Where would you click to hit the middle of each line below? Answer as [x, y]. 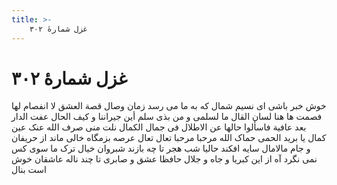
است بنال [29, 170]
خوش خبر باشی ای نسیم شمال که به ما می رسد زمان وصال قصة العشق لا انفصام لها [169, 106]
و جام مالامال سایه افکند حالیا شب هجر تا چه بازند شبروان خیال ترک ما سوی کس [161, 148]
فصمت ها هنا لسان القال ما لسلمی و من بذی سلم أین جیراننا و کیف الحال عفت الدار [167, 117]
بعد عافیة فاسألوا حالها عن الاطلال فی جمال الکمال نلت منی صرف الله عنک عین [159, 127]
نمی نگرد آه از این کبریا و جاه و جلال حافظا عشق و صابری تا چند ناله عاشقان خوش [164, 159]
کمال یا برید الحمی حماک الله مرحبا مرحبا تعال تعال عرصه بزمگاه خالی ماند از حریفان [169, 138]
